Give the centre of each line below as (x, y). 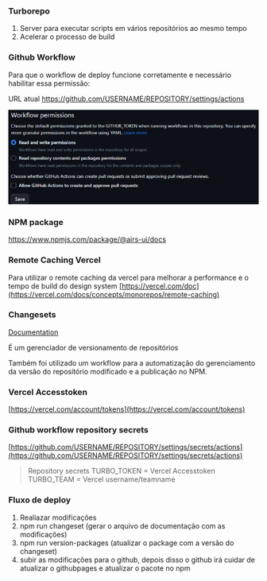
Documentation (33, 332)
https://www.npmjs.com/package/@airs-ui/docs (87, 239)
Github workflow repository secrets (78, 430)
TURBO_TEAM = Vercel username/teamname (102, 479)
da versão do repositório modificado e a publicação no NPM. (108, 371)
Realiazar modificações (58, 517)
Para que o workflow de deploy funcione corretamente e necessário (120, 75)
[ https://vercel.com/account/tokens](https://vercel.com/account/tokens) (127, 409)
